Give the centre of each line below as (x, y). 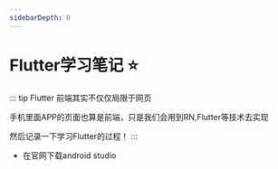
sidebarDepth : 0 (40, 18)
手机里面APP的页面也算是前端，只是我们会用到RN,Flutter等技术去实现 (139, 117)
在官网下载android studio (69, 155)
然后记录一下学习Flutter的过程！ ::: (74, 136)
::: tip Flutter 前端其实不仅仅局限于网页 (81, 98)
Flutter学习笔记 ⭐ (74, 65)
